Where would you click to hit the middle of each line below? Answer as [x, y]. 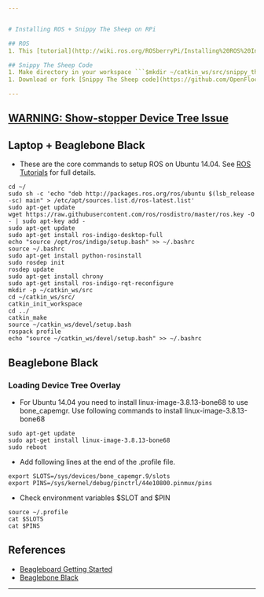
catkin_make [27, 318]
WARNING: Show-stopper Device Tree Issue [119, 119]
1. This [21, 51]
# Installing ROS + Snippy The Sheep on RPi [82, 29]
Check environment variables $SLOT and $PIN [95, 498]
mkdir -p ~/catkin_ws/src [50, 291]
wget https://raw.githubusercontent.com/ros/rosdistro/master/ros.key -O [132, 215]
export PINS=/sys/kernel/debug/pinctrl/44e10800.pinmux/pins [110, 483]
